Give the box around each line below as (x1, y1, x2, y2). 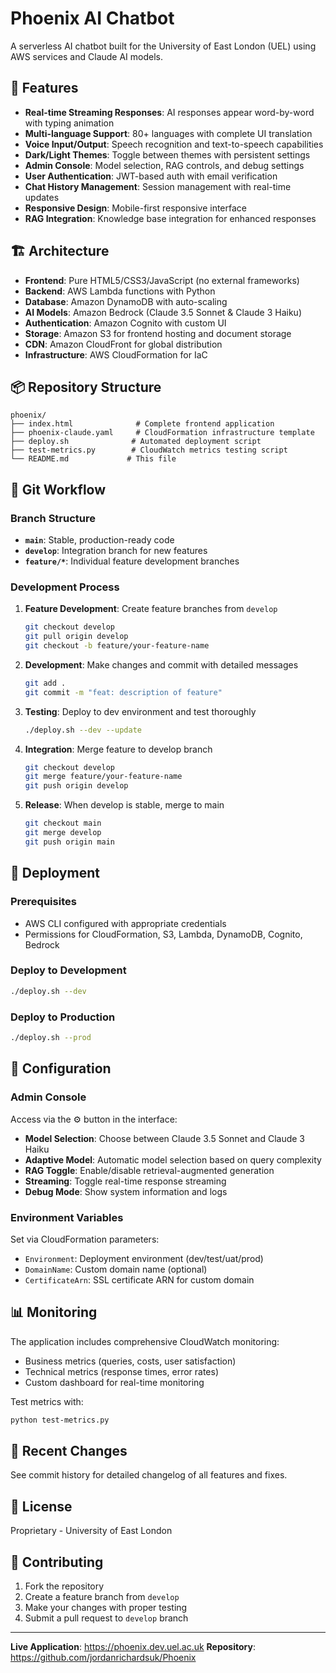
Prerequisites (10, 895, 77, 909)
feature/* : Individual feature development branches (24, 555, 240, 567)
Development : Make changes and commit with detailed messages (24, 658, 299, 671)
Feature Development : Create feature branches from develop (24, 603, 278, 615)
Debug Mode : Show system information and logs (24, 1185, 228, 1197)
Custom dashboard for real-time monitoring (24, 1376, 205, 1388)
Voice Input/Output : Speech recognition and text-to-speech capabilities (24, 138, 324, 150)
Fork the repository (24, 1580, 105, 1592)
